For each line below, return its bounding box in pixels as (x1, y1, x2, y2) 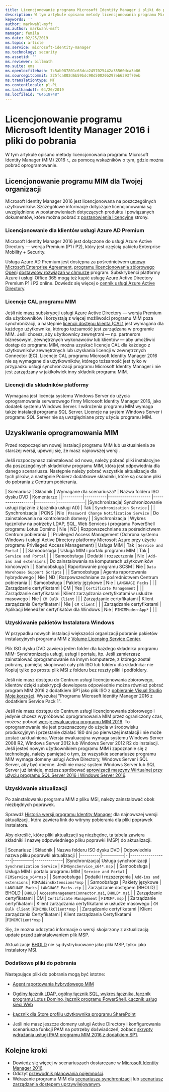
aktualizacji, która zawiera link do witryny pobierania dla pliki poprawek (5, 817, 153, 823)
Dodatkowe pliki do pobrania (5, 959, 76, 966)
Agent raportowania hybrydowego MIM (12, 981, 94, 987)
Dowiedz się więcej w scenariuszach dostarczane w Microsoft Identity (12, 1060, 159, 1066)
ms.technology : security (5, 49, 57, 54)
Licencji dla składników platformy (5, 381, 89, 388)
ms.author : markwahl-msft (5, 26, 59, 31)
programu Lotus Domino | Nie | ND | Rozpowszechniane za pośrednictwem (5, 526, 161, 532)
